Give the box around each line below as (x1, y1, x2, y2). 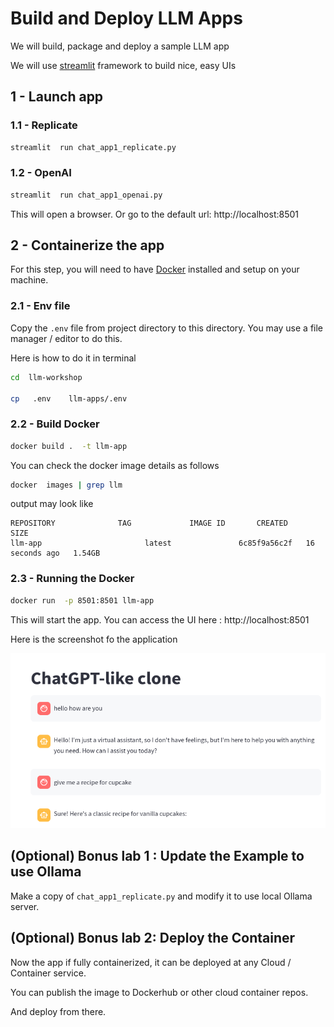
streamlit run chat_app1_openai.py (10, 190, 163, 200)
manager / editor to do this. (10, 332, 123, 344)
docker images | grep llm (10, 480, 123, 490)
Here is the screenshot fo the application (10, 633, 178, 645)
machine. (10, 274, 49, 286)
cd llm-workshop (10, 372, 83, 382)
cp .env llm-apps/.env (10, 393, 128, 404)
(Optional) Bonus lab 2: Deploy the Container (10, 930, 296, 947)
